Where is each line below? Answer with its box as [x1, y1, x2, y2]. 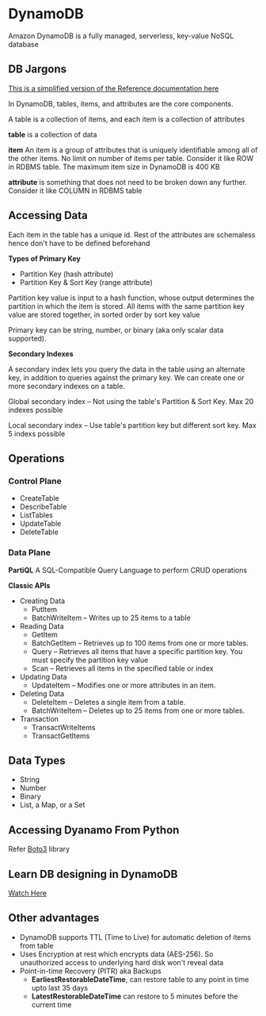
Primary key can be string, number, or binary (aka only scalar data [8, 325, 224, 334]
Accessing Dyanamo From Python [8, 823, 180, 837]
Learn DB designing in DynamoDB [8, 867, 178, 881]
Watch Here [8, 888, 47, 898]
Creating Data [19, 596, 66, 606]
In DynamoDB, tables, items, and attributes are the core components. [8, 98, 234, 108]
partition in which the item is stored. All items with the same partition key [8, 301, 245, 310]
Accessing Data [8, 209, 89, 222]
